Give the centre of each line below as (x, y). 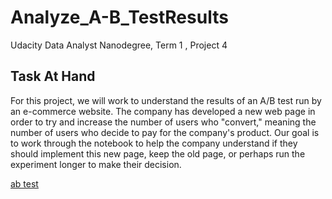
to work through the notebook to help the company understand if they (154, 143)
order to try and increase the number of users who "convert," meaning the (163, 122)
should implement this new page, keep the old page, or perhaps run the (158, 153)
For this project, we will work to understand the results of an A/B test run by (166, 100)
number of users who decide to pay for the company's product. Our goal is (165, 132)
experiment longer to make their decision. (96, 164)
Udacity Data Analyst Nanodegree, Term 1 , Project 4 (119, 45)
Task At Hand (53, 76)
